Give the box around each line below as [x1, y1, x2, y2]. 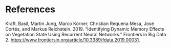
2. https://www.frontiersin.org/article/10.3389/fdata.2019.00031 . [5, 37, 140, 43]
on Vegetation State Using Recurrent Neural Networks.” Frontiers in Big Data [5, 31, 166, 37]
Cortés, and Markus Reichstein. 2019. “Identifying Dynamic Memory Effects [5, 26, 165, 32]
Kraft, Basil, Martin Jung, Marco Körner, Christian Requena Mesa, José [5, 20, 155, 27]
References [5, 4, 55, 15]
